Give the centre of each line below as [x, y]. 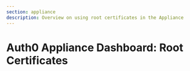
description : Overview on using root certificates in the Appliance [95, 18]
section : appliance [31, 12]
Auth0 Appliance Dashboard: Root [95, 48]
